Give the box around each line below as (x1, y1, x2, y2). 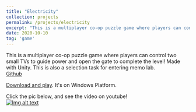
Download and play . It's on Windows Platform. (6, 82, 117, 88)
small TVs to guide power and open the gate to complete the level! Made (6, 58, 181, 65)
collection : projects (6, 14, 59, 20)
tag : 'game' (6, 36, 35, 41)
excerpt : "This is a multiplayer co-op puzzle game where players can (6, 24, 181, 31)
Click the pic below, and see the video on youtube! (6, 93, 128, 100)
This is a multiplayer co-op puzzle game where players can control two (6, 52, 177, 58)
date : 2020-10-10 (6, 30, 48, 36)
